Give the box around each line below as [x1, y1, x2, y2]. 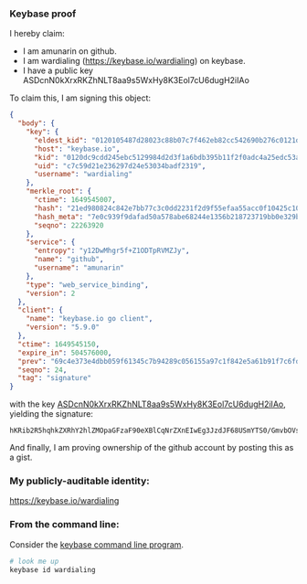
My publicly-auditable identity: [9, 474, 151, 487]
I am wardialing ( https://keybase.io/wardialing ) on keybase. [22, 56, 246, 67]
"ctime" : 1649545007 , [33, 196, 117, 205]
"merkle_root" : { [26, 186, 92, 196]
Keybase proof [9, 7, 77, 20]
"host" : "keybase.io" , [33, 144, 121, 154]
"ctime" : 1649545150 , [17, 339, 101, 349]
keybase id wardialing [9, 565, 96, 574]
